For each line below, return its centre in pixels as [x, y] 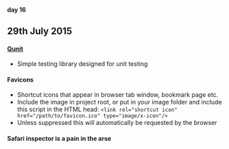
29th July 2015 [40, 31]
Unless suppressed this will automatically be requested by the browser [117, 123]
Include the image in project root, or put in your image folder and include [119, 102]
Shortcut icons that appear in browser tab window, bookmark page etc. [118, 95]
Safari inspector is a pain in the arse [59, 138]
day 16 [16, 10]
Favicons [21, 80]
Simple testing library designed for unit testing [82, 64]
